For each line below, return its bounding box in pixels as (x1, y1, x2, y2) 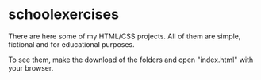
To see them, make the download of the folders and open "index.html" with (8, 55, 254, 64)
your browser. (8, 63, 54, 72)
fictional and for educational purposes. (8, 39, 135, 49)
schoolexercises (8, 5, 119, 24)
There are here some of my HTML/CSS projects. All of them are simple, (8, 31, 241, 41)
